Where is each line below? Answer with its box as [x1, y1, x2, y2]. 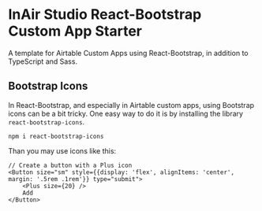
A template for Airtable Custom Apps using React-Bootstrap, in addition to [8, 48, 249, 57]
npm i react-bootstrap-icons [8, 132, 104, 140]
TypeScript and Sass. [8, 57, 77, 66]
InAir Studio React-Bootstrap [8, 6, 202, 24]
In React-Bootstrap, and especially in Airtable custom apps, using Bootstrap [8, 100, 255, 109]
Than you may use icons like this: [8, 146, 117, 155]
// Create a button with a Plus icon [8, 161, 133, 169]
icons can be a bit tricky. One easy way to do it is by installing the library [8, 109, 243, 118]
